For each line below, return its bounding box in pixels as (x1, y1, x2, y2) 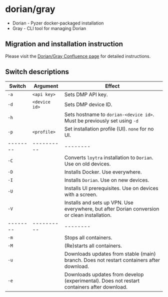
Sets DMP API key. (64, 91, 108, 98)
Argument (33, 82, 58, 89)
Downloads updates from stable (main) (64, 250, 156, 257)
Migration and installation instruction (5, 40, 123, 48)
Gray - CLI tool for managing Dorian (12, 25, 86, 31)
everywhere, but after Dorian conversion (64, 205, 159, 212)
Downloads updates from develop (64, 271, 144, 278)
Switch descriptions (5, 67, 69, 76)
